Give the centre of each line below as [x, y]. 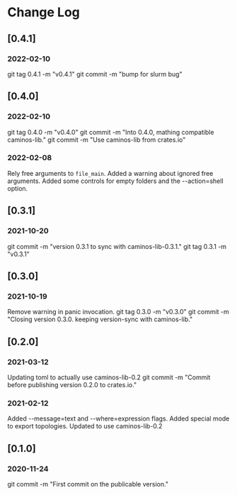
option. [18, 188]
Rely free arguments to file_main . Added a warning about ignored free [110, 173]
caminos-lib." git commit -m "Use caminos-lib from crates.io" [97, 140]
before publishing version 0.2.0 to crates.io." [72, 384]
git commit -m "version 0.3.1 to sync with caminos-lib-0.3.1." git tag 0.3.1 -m [117, 246]
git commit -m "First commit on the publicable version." [88, 484]
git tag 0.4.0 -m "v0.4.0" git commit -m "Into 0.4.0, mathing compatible [111, 132]
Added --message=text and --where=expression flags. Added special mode [118, 418]
